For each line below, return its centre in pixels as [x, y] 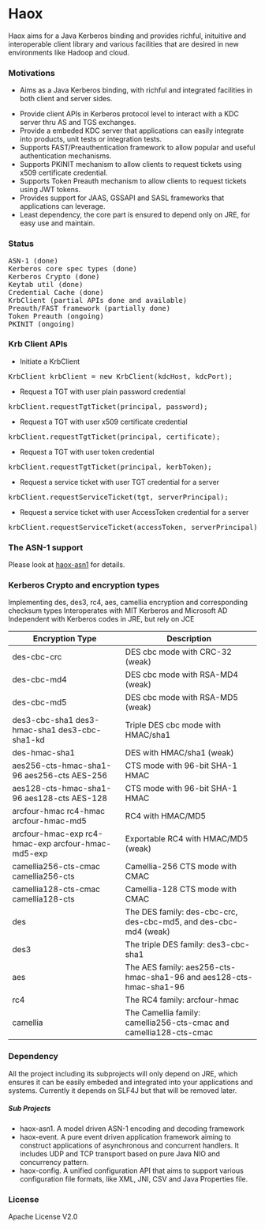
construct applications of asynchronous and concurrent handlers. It [129, 1145]
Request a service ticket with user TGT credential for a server [119, 482]
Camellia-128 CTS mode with [181, 889]
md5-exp [30, 853]
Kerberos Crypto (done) [54, 276]
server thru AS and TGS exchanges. [78, 123]
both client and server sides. [66, 99]
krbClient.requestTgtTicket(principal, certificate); [114, 437]
